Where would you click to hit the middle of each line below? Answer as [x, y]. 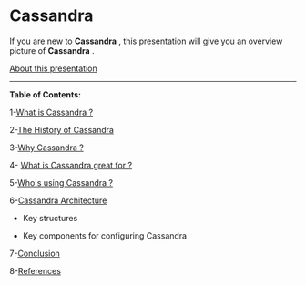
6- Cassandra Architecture [58, 200]
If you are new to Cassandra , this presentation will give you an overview [146, 41]
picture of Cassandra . [52, 50]
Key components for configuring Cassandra [105, 235]
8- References [36, 270]
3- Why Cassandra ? [46, 148]
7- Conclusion [35, 253]
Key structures [50, 218]
